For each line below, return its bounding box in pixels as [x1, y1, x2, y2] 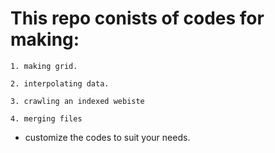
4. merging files [10, 113, 83, 124]
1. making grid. [10, 61, 78, 71]
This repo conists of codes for [10, 7, 265, 30]
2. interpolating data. [10, 78, 110, 89]
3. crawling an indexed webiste [10, 96, 145, 106]
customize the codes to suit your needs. [24, 131, 191, 143]
